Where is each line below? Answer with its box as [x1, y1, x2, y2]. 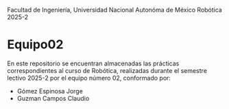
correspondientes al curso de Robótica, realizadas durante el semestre [7, 66, 208, 74]
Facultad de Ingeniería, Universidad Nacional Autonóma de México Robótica [7, 6, 223, 14]
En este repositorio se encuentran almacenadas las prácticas [7, 59, 180, 67]
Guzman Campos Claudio [16, 94, 90, 102]
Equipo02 [7, 37, 64, 52]
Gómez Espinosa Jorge [16, 87, 84, 95]
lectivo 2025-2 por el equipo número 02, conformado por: [7, 74, 171, 82]
